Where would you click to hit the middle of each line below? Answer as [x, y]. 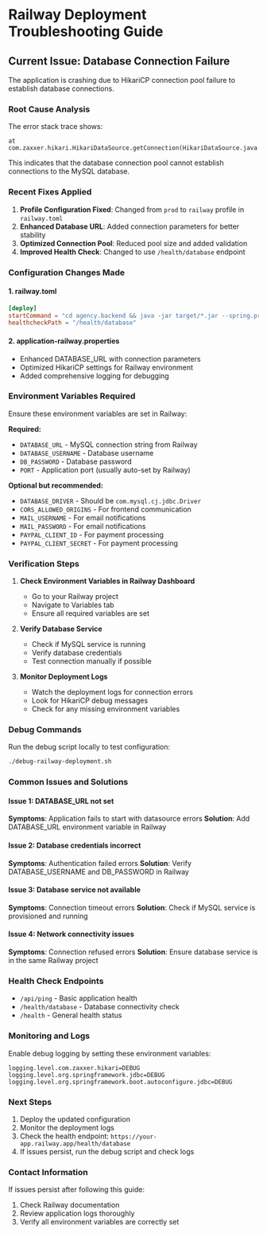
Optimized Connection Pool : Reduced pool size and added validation [133, 243]
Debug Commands [45, 730]
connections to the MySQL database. [69, 171]
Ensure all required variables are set [90, 613]
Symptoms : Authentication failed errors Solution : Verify [100, 863]
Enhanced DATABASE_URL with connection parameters [110, 358]
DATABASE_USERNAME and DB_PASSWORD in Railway [99, 872]
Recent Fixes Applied [50, 192]
